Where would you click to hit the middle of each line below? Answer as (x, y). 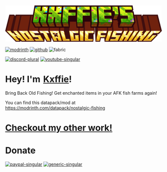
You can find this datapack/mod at (41, 103)
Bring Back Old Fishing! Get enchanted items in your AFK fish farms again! (81, 93)
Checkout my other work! (59, 128)
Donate (20, 150)
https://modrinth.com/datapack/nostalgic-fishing (55, 108)
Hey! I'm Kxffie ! (39, 79)
